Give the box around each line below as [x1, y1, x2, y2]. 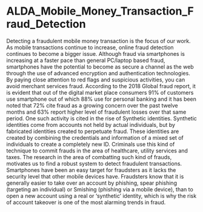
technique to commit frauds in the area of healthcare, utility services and [6, 147, 188, 154]
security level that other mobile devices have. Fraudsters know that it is [6, 173, 184, 180]
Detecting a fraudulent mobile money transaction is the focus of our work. [6, 37, 191, 44]
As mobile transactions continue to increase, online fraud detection [6, 44, 174, 51]
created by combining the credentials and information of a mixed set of [6, 134, 184, 141]
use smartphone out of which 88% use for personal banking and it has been [6, 95, 197, 103]
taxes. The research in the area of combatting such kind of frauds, [6, 153, 172, 160]
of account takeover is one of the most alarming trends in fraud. [6, 199, 166, 206]
